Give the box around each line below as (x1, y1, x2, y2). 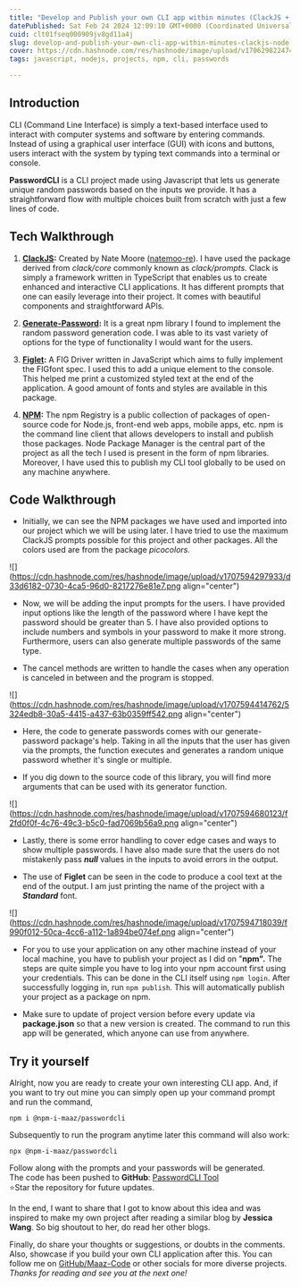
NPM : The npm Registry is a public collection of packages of (21, 409, 246, 420)
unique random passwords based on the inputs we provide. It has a (9, 184, 257, 195)
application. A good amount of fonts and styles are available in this (21, 382, 268, 394)
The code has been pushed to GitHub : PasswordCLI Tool (9, 1173, 220, 1183)
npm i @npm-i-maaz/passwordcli (9, 1114, 126, 1123)
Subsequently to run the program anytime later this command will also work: (9, 1130, 290, 1140)
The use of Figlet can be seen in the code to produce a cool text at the (21, 871, 283, 882)
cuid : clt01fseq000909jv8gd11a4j (9, 30, 134, 38)
